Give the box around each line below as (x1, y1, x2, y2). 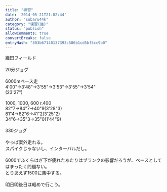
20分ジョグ (5, 66, 29, 72)
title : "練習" (5, 7, 34, 13)
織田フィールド (5, 55, 36, 61)
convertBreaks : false (5, 36, 51, 41)
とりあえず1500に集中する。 (5, 170, 64, 176)
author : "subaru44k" (5, 17, 49, 22)
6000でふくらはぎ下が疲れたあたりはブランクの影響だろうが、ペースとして (5, 157, 162, 163)
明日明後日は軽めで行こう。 (5, 181, 63, 187)
